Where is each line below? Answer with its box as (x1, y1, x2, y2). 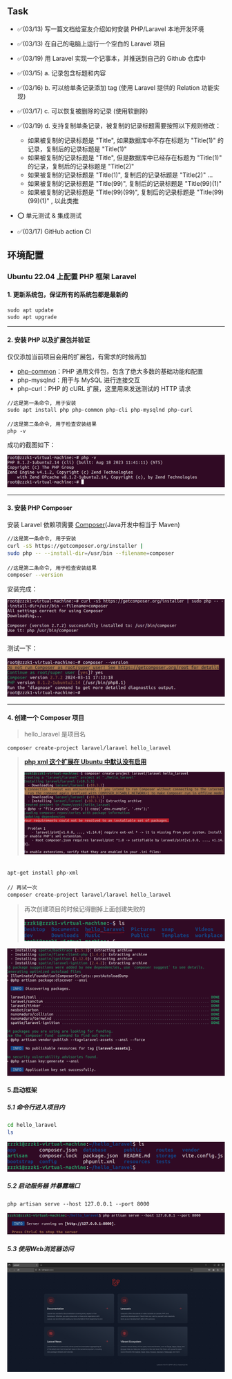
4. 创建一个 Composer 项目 (7, 713, 85, 721)
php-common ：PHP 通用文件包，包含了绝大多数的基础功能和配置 (17, 367, 204, 375)
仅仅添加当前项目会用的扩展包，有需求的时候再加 (7, 352, 146, 361)
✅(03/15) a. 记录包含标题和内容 (17, 68, 106, 77)
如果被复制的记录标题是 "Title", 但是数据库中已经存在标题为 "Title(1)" (27, 153, 222, 162)
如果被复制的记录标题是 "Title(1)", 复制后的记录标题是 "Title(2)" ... (27, 171, 213, 179)
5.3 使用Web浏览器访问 (7, 1245, 74, 1253)
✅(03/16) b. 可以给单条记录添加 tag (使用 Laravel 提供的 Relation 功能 (17, 83, 214, 92)
